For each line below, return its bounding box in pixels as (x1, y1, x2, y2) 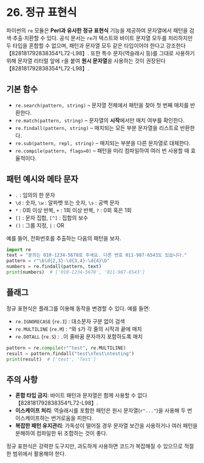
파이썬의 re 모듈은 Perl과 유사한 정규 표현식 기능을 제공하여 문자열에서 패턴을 (6, 27, 188, 34)
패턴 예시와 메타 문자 (6, 174, 78, 184)
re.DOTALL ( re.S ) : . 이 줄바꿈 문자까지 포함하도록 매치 (15, 333, 143, 340)
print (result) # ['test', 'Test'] (6, 356, 97, 362)
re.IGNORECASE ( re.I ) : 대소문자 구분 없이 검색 (15, 317, 126, 325)
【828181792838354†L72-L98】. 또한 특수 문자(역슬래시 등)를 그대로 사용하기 (6, 49, 195, 56)
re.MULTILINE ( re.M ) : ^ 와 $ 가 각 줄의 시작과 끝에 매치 (15, 325, 142, 333)
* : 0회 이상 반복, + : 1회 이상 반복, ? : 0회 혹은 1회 (15, 206, 132, 214)
